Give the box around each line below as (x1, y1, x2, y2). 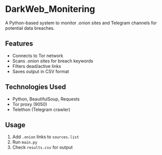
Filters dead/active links (12, 63, 61, 69)
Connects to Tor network (12, 52, 63, 58)
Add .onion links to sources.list (12, 134, 79, 140)
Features (5, 40, 33, 48)
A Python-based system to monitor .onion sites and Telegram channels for (5, 20, 157, 26)
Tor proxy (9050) (12, 101, 48, 107)
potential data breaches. (5, 25, 55, 31)
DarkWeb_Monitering (5, 3, 95, 15)
